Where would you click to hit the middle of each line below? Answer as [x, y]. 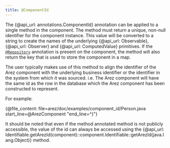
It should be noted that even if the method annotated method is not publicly [84, 124]
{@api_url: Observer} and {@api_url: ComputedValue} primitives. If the [79, 46]
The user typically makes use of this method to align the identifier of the [81, 67]
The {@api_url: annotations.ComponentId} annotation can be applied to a [82, 24]
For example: [19, 98]
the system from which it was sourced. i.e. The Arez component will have [82, 78]
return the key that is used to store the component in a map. [68, 57]
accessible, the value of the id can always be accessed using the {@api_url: [85, 129]
